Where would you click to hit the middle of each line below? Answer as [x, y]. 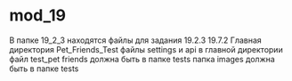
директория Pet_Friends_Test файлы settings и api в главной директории [146, 49]
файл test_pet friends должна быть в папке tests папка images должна [142, 59]
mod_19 [38, 16]
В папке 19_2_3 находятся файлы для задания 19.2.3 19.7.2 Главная [136, 40]
